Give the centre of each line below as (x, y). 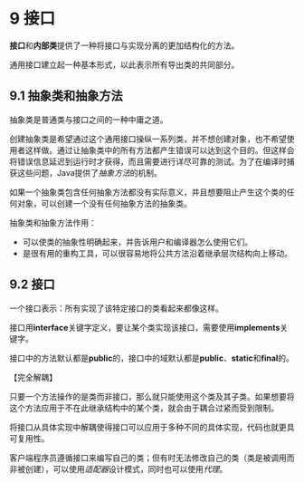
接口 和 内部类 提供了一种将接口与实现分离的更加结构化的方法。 (124, 45)
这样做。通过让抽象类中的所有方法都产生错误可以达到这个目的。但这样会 (160, 150)
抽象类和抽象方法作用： (53, 222)
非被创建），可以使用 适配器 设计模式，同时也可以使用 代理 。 (119, 469)
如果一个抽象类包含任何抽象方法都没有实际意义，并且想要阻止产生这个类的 (148, 192)
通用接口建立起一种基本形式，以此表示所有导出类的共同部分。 (124, 64)
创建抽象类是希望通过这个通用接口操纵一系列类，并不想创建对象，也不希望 (148, 139)
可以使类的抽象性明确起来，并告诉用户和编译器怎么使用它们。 (138, 242)
